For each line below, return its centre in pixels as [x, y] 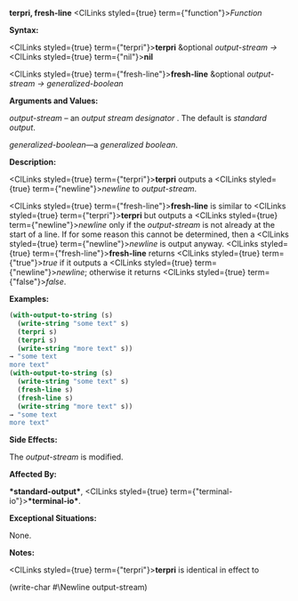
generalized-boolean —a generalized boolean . [93, 145]
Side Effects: [33, 440]
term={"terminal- [201, 491]
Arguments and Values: [54, 101]
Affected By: [33, 475]
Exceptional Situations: [53, 518]
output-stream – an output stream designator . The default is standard [138, 118]
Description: [32, 162]
